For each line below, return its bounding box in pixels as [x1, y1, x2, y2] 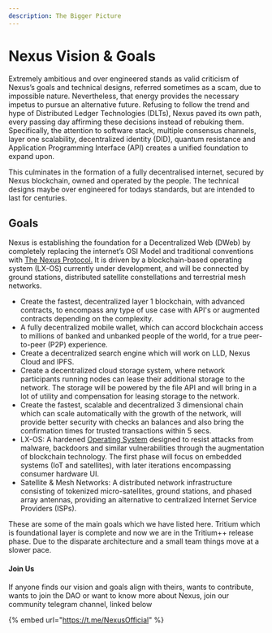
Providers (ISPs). [19, 504, 77, 514]
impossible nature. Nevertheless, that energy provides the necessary [8, 91, 240, 101]
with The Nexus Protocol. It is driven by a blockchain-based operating [8, 255, 242, 265]
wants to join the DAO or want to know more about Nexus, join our [8, 590, 230, 601]
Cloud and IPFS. [19, 357, 75, 367]
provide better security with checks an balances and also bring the [19, 417, 244, 427]
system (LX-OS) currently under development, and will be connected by [8, 264, 249, 273]
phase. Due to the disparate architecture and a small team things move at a [8, 536, 260, 546]
